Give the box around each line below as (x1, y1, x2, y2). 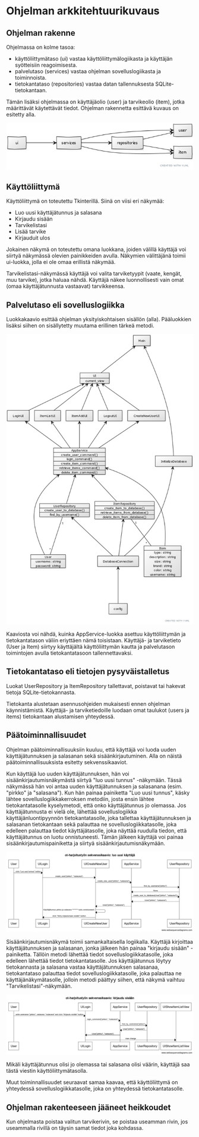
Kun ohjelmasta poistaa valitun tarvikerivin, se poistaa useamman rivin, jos (6, 1118, 188, 1125)
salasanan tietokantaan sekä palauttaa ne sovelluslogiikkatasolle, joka (6, 821, 177, 828)
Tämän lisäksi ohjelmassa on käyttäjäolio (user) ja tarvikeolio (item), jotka (6, 98, 185, 105)
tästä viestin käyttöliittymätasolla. (6, 1067, 88, 1075)
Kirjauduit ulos (14, 234, 50, 241)
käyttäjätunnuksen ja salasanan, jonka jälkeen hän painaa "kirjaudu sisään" (6, 944, 189, 952)
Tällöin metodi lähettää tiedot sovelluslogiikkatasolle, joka (33, 951, 173, 958)
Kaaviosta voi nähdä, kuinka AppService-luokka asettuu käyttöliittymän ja (6, 630, 186, 637)
